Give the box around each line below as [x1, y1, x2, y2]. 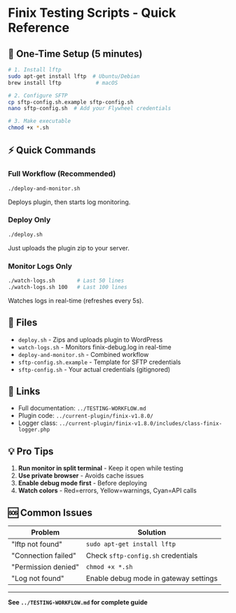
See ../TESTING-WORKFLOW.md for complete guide [8, 598, 148, 607]
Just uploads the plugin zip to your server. [8, 243, 130, 252]
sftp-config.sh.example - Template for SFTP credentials [18, 358, 181, 366]
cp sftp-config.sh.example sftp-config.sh [8, 98, 134, 106]
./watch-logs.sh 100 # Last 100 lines [8, 283, 128, 290]
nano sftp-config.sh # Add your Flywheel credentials [8, 105, 172, 112]
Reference [8, 20, 69, 36]
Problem [31, 527, 60, 537]
